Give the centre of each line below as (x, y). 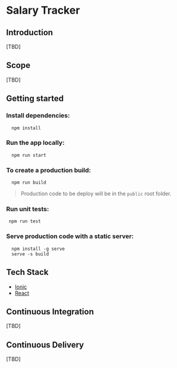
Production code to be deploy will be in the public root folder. (96, 194)
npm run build (29, 183)
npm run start (29, 155)
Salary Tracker (43, 10)
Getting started (35, 99)
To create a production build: (49, 170)
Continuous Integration (50, 312)
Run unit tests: (28, 209)
